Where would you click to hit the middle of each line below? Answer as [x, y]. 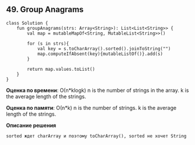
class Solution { [27, 23]
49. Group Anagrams [45, 10]
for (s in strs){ [48, 43]
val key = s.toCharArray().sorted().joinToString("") [104, 49]
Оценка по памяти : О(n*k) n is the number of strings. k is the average [91, 108]
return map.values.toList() [61, 69]
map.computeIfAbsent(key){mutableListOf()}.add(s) [100, 54]
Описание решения [31, 125]
